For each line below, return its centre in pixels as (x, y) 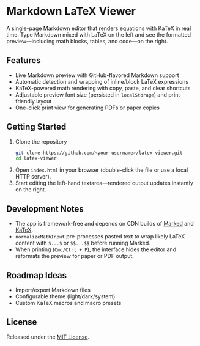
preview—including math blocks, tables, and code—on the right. (87, 41)
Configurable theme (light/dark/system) (65, 296)
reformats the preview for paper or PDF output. (75, 256)
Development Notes (45, 209)
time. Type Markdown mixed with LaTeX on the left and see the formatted (99, 34)
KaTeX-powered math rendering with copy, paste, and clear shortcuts (103, 88)
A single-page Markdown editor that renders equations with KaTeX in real (99, 28)
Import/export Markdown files (53, 290)
